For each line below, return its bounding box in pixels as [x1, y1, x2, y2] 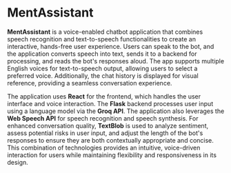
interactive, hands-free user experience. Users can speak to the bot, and [7, 42, 214, 50]
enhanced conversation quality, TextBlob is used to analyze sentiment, [7, 121, 209, 130]
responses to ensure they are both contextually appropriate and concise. [7, 136, 214, 144]
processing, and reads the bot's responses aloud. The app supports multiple [7, 57, 225, 65]
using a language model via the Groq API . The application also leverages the [7, 107, 225, 115]
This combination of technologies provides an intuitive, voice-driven [7, 143, 201, 152]
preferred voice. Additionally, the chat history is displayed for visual [7, 71, 199, 80]
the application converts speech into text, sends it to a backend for [7, 50, 198, 58]
